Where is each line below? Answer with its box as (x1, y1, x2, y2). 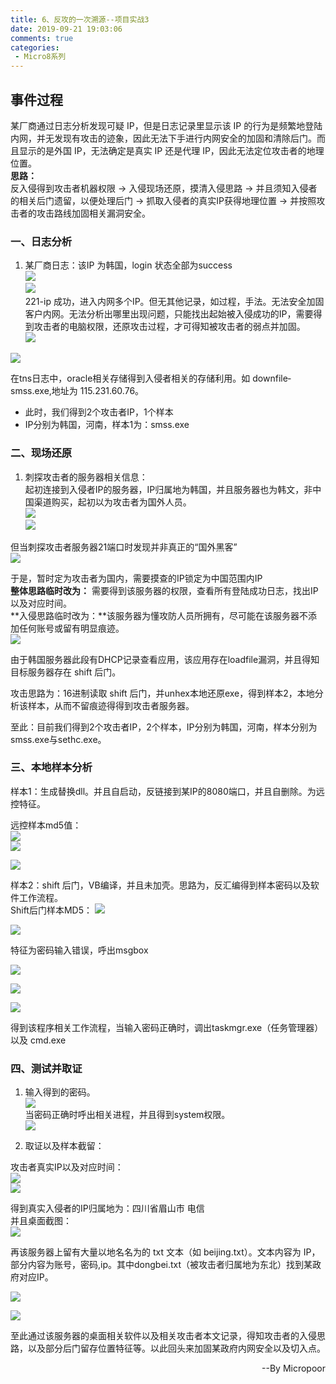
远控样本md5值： (10, 819, 82, 831)
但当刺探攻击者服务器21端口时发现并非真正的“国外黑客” (10, 541, 238, 553)
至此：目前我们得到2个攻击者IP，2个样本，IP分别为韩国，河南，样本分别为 (10, 721, 318, 733)
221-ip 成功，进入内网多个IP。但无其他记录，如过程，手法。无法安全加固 (24, 296, 325, 308)
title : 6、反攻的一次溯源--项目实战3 (10, 14, 150, 25)
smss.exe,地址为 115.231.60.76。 (10, 385, 145, 397)
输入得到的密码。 (24, 1086, 96, 1098)
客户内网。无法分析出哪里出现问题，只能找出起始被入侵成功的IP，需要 (24, 308, 314, 320)
